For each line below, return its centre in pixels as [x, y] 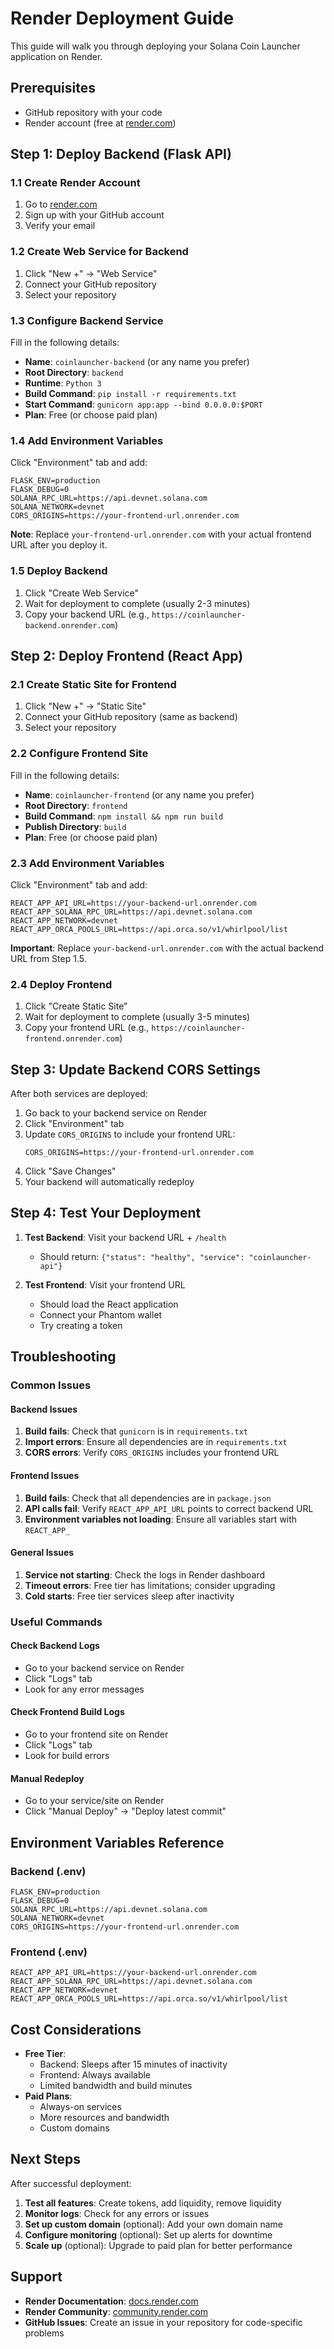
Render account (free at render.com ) [100, 123]
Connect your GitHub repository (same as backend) [131, 717]
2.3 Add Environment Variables [87, 863]
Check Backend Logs [55, 1646]
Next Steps [45, 2159]
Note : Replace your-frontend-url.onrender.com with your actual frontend [161, 534]
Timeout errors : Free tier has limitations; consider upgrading [150, 1585]
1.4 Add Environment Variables [87, 440]
